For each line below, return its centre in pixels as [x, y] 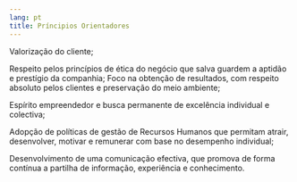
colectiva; [27, 114]
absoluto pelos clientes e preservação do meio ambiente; [115, 87]
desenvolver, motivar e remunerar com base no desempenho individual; [142, 141]
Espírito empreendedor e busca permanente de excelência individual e [140, 104]
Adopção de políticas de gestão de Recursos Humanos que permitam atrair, [149, 131]
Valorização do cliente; [51, 51]
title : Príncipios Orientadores [69, 26]
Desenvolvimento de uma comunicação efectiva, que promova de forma [142, 158]
